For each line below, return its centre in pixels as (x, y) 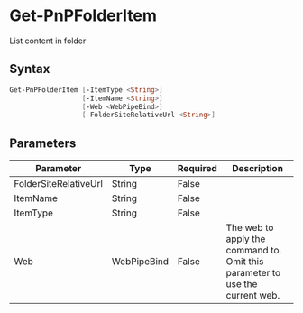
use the (242, 284)
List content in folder (48, 41)
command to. (254, 251)
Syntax (30, 69)
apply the (246, 239)
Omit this (245, 262)
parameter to (253, 273)
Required (197, 169)
